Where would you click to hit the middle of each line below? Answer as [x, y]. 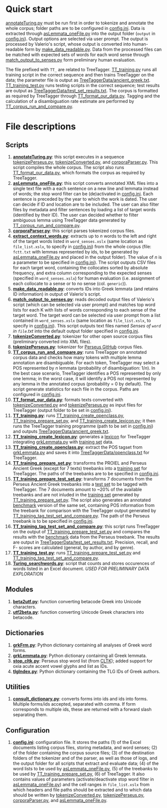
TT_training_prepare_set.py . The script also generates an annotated [82, 500]
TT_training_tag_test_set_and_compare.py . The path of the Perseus [81, 516]
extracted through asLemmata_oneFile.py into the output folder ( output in [81, 33]
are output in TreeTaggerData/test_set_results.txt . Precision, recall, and [85, 542]
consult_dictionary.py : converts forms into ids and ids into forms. [80, 699]
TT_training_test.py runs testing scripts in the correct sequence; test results [83, 85]
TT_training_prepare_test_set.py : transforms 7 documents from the [83, 479]
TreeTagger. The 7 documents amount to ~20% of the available [77, 489]
